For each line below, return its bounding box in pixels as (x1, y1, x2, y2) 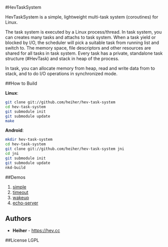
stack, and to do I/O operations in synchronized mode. (5, 71, 118, 77)
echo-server (12, 200, 39, 206)
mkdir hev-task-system (5, 137, 53, 142)
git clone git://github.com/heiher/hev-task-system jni (5, 146, 124, 152)
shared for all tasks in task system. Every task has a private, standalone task (5, 50, 163, 56)
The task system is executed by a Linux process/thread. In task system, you (5, 29, 162, 35)
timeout (12, 189, 29, 195)
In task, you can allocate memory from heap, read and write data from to (5, 65, 155, 71)
